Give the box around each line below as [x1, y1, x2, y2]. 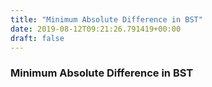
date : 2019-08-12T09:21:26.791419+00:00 [10, 24, 182, 34]
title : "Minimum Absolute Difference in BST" [10, 14, 203, 25]
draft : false [10, 33, 65, 43]
